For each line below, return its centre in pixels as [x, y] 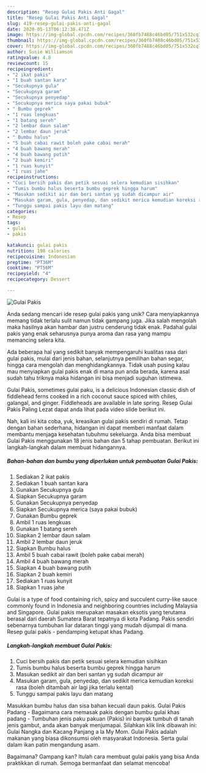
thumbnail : [21, 40]
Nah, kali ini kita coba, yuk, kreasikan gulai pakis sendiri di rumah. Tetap [97, 421]
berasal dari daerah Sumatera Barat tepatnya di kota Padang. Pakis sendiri [101, 619]
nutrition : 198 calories [39, 251]
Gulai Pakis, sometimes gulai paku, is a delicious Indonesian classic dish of [101, 390]
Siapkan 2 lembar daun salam [53, 535]
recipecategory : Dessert [39, 279]
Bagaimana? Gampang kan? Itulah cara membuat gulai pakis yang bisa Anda [103, 756]
